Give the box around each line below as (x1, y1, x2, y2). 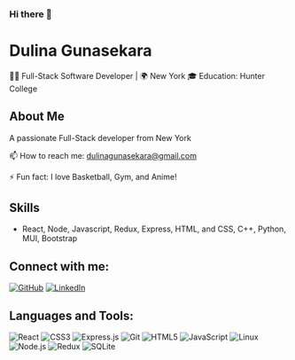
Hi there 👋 (9, 8, 53, 20)
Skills (9, 200, 40, 215)
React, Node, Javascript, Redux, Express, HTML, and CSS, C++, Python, (21, 223, 286, 234)
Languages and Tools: (9, 308, 135, 323)
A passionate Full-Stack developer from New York (9, 132, 192, 143)
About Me (9, 109, 65, 124)
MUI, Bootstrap (21, 233, 78, 244)
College (9, 83, 38, 94)
